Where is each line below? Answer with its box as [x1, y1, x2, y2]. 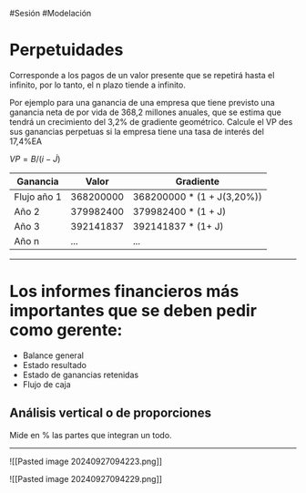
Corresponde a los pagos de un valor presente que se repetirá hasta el [9, 69, 275, 80]
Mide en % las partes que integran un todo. [9, 429, 172, 440]
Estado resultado [22, 359, 87, 370]
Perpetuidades [9, 40, 124, 60]
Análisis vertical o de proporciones [9, 406, 212, 421]
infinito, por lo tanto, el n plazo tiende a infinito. [9, 79, 187, 90]
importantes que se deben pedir [9, 301, 258, 322]
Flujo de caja [22, 378, 71, 390]
